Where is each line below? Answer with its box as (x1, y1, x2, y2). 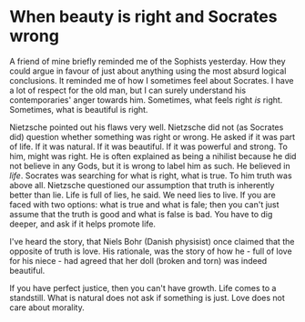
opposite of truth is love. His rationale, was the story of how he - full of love (9, 246, 293, 257)
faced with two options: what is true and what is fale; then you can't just (9, 198, 280, 210)
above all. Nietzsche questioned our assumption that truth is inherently (9, 179, 275, 190)
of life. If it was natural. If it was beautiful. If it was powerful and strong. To (9, 141, 289, 152)
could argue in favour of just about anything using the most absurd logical (9, 65, 287, 76)
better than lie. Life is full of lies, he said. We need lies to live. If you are (9, 189, 276, 200)
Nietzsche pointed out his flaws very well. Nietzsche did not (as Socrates (9, 121, 284, 133)
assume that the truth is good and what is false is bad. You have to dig (9, 208, 273, 219)
